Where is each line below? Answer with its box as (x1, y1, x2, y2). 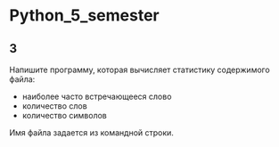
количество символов (21, 110, 107, 120)
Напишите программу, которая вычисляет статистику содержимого (9, 64, 270, 75)
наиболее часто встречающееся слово (21, 91, 172, 102)
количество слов (21, 101, 87, 111)
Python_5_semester (9, 5, 160, 26)
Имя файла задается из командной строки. (9, 127, 174, 138)
